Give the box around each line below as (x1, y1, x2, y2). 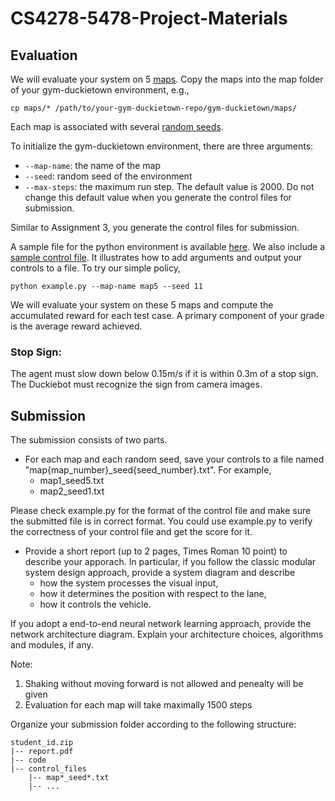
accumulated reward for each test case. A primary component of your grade (10, 310, 325, 321)
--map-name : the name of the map (24, 160, 161, 171)
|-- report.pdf (10, 747, 74, 757)
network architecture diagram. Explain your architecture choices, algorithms (10, 628, 324, 641)
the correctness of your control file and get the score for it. (10, 526, 253, 538)
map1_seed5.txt (39, 475, 105, 487)
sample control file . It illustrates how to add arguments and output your (10, 252, 303, 263)
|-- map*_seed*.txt (28, 773, 110, 783)
